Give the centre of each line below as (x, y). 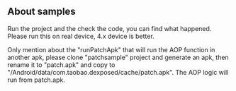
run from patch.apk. (36, 80)
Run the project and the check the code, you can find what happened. (109, 28)
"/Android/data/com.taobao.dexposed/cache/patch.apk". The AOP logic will (118, 72)
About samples (41, 12)
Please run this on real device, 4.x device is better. (81, 36)
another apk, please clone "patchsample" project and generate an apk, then (118, 57)
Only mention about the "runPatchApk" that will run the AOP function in (111, 49)
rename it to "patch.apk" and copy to (61, 65)
